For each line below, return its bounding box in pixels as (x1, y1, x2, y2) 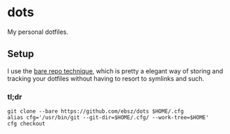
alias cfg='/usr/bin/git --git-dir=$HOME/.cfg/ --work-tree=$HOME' (7, 114, 210, 121)
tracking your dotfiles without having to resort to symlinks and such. (7, 74, 205, 83)
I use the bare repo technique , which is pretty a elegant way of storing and (7, 66, 224, 75)
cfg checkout (7, 121, 46, 128)
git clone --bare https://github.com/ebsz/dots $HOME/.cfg (7, 108, 184, 115)
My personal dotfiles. (7, 28, 69, 36)
